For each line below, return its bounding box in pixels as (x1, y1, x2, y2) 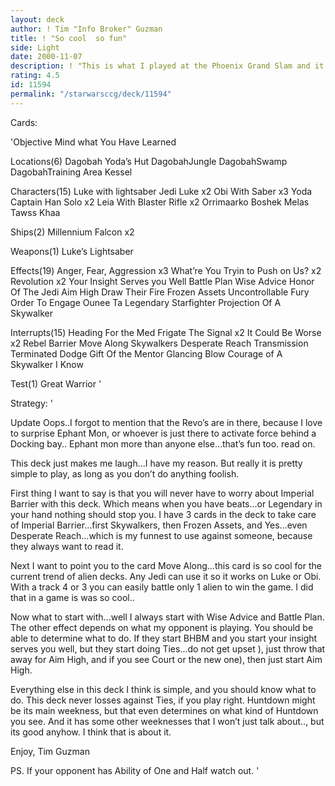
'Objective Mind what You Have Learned (10, 136, 177, 148)
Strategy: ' (10, 397, 53, 409)
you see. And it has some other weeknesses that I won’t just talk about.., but (10, 715, 325, 727)
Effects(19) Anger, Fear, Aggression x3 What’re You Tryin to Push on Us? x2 (10, 264, 322, 276)
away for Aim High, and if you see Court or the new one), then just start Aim (10, 653, 323, 665)
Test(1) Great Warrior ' (10, 377, 102, 390)
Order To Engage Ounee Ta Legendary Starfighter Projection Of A (10, 296, 282, 308)
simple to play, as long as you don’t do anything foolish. (10, 467, 240, 480)
